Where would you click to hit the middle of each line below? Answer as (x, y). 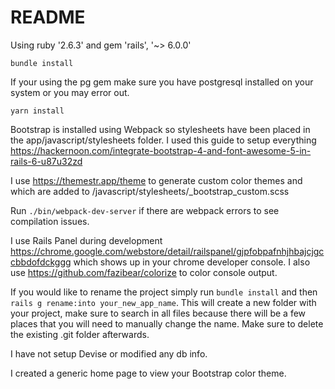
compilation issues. (50, 221)
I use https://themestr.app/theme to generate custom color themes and (156, 180)
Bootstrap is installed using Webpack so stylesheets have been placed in (160, 129)
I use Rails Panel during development (86, 240)
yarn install (37, 111)
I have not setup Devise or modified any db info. (109, 353)
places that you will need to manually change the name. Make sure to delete (167, 323)
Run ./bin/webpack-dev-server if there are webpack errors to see (145, 210)
